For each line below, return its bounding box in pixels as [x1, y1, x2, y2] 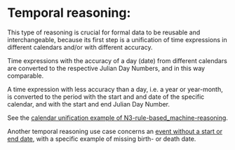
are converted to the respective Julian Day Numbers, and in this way [7, 64, 206, 72]
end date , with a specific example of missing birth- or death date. [7, 135, 196, 143]
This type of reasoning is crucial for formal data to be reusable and [7, 28, 201, 36]
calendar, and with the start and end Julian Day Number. [7, 100, 170, 108]
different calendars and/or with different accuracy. [7, 43, 153, 51]
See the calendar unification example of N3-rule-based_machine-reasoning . [7, 114, 228, 122]
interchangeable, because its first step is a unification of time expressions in [7, 35, 228, 43]
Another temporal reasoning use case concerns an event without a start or [7, 127, 223, 135]
